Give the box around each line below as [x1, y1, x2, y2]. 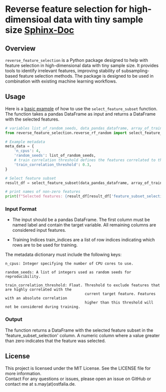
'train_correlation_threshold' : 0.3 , [14, 162, 92, 167]
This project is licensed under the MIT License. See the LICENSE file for [5, 365, 151, 371]
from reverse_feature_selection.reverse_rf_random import [5, 130, 127, 135]
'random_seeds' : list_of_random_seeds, [14, 153, 96, 158]
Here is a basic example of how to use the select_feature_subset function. [5, 105, 158, 112]
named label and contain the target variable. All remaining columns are [12, 222, 157, 228]
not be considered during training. [5, 305, 81, 309]
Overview [5, 44, 36, 52]
